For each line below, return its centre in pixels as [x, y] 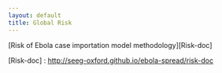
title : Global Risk [40, 23]
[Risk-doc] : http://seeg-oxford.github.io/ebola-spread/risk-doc [111, 60]
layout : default [35, 15]
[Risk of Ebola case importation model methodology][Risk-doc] [110, 45]
